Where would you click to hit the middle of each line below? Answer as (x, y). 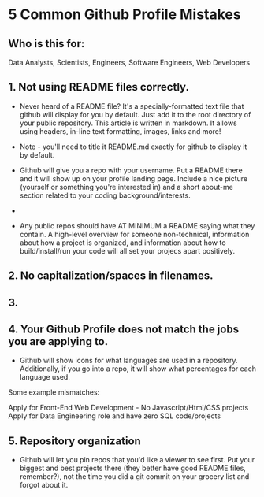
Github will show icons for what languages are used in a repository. (128, 361)
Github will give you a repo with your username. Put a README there (131, 170)
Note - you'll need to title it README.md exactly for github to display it (133, 147)
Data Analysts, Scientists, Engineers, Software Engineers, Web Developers (129, 62)
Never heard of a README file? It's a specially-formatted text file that (132, 106)
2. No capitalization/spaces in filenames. (111, 276)
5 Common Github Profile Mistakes (125, 15)
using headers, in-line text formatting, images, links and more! (120, 131)
